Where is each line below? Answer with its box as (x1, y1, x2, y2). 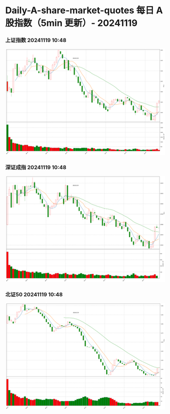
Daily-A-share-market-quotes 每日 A (5, 5, 163, 16)
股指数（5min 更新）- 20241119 (5, 17, 138, 29)
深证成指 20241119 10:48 (5, 164, 67, 171)
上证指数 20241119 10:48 (5, 37, 67, 44)
